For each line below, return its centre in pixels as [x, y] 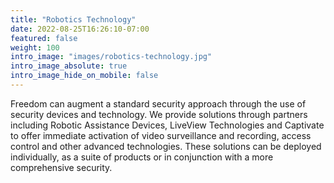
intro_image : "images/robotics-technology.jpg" [111, 57]
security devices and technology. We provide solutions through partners [159, 114]
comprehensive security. [61, 167]
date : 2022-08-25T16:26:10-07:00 [80, 29]
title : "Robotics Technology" [73, 19]
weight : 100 [35, 47]
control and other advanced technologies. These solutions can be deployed [166, 146]
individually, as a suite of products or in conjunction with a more [142, 157]
